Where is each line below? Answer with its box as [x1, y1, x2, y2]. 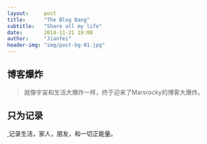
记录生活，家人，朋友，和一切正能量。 [8, 129, 117, 137]
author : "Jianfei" [7, 35, 72, 42]
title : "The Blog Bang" [7, 16, 90, 23]
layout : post [7, 10, 57, 17]
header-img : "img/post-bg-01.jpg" [7, 42, 106, 48]
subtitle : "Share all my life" [7, 23, 102, 29]
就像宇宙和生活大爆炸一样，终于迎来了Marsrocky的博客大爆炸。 [23, 88, 204, 96]
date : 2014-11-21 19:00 [7, 29, 94, 36]
